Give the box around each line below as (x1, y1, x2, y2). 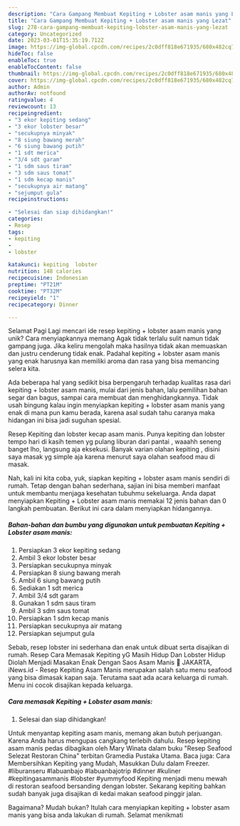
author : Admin (8, 83, 51, 90)
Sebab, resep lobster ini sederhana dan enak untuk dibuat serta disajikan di (8, 643, 230, 652)
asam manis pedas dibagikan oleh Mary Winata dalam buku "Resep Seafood (8, 744, 232, 753)
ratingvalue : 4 (8, 97, 53, 104)
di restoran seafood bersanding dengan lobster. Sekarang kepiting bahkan (8, 782, 226, 790)
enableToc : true (8, 57, 56, 64)
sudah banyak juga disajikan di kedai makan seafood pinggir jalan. (8, 790, 202, 798)
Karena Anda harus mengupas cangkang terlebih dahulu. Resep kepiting (8, 736, 221, 745)
